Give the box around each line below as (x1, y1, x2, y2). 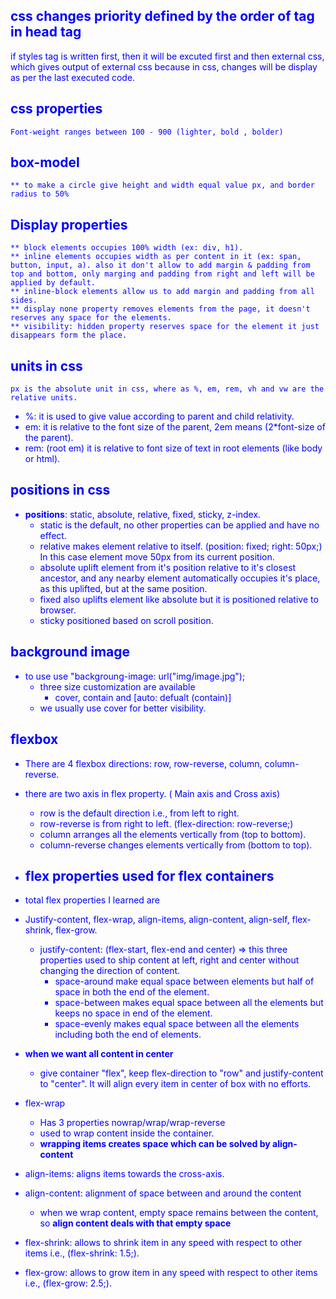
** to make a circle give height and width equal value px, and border (10, 180, 315, 191)
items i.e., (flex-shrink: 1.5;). (24, 1247, 140, 1259)
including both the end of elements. (54, 1029, 202, 1041)
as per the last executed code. (10, 71, 136, 83)
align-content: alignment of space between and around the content (24, 1187, 302, 1199)
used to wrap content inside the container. (39, 1127, 215, 1139)
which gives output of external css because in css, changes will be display (10, 60, 318, 73)
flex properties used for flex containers (24, 867, 275, 884)
